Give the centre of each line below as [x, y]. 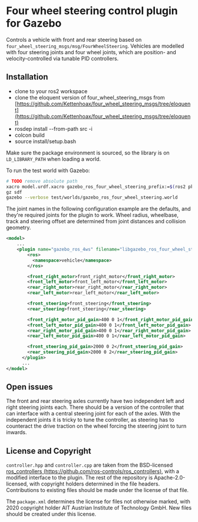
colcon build [30, 135]
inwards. [17, 432]
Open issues [29, 387]
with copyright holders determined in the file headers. [95, 484]
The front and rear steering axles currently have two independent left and [95, 401]
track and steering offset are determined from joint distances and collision [96, 222]
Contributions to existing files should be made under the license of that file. [98, 490]
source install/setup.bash [45, 141]
